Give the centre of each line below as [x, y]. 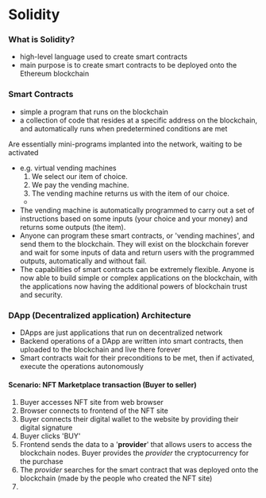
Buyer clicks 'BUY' [50, 436]
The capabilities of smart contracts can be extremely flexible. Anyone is [137, 269]
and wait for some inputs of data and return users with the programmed [137, 252]
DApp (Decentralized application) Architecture [100, 315]
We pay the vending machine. [80, 185]
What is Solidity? [42, 40]
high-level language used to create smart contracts [104, 56]
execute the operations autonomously [82, 367]
